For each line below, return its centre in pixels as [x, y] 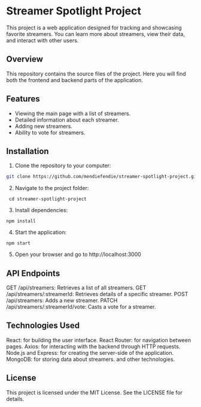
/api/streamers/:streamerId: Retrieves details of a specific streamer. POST [97, 294]
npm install [21, 221]
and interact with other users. [42, 40]
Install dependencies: [41, 210]
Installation [28, 151]
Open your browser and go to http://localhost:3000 [78, 254]
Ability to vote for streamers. [50, 132]
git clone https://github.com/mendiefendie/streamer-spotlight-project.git [103, 177]
